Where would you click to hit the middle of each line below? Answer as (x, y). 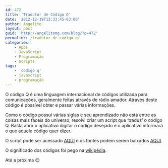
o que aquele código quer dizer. (38, 131)
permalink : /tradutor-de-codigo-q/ (43, 38)
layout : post (19, 29)
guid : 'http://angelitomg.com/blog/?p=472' (52, 33)
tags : (11, 66)
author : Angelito (23, 24)
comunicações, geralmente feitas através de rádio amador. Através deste (81, 100)
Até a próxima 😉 (23, 160)
